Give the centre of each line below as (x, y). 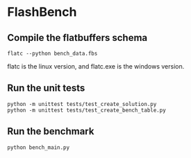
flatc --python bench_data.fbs (52, 53)
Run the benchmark (51, 131)
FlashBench (42, 12)
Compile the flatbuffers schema (77, 38)
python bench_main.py (39, 147)
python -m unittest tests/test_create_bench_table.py (87, 110)
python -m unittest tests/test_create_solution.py (82, 104)
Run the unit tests (46, 88)
